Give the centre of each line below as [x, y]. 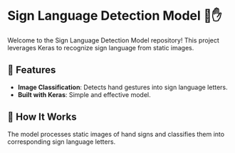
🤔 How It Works [42, 117]
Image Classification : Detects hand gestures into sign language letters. [122, 87]
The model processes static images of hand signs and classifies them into [116, 134]
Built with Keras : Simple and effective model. [84, 94]
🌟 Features [32, 70]
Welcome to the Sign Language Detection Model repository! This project [113, 40]
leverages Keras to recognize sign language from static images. [101, 47]
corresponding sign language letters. [62, 142]
